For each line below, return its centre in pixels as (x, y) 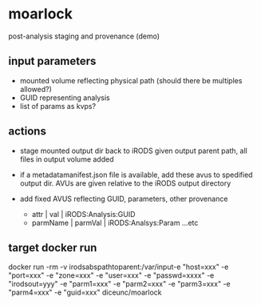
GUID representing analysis (65, 98)
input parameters (52, 61)
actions (27, 132)
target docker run (53, 248)
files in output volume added (67, 159)
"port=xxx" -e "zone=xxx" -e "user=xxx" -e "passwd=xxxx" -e (111, 275)
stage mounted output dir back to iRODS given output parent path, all (133, 150)
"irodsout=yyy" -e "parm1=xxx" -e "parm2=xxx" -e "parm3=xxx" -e (119, 284)
